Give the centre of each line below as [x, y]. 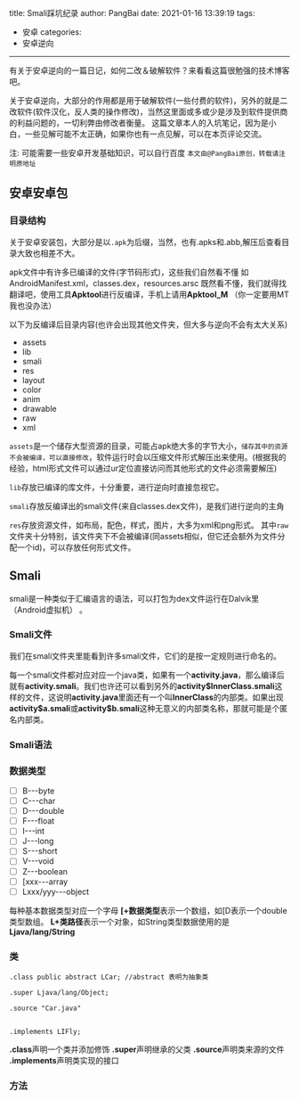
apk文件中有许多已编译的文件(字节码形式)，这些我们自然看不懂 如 [129, 272]
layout [33, 380]
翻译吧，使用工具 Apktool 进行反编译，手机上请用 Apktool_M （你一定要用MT [149, 294]
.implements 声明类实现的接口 [64, 1060]
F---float [38, 821]
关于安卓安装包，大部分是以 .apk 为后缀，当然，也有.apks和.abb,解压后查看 [145, 242]
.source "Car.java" [45, 1008]
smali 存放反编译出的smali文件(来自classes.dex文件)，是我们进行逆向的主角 [147, 505]
